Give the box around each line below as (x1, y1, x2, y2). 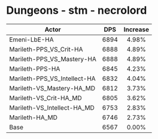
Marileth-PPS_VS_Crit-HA (9, 45, 83, 53)
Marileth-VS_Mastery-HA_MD (9, 84, 96, 92)
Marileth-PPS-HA (9, 64, 60, 72)
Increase (123, 25, 150, 34)
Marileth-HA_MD (9, 113, 58, 122)
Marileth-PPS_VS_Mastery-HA (9, 55, 97, 63)
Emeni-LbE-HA (9, 35, 54, 44)
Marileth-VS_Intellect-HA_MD (9, 103, 95, 111)
